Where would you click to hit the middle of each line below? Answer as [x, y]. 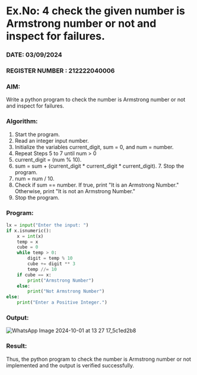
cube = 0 [28, 247]
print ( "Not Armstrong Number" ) [66, 292]
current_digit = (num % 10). [48, 159]
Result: [17, 346]
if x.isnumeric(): [29, 231]
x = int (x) [30, 236]
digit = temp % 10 [50, 259]
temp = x [28, 242]
